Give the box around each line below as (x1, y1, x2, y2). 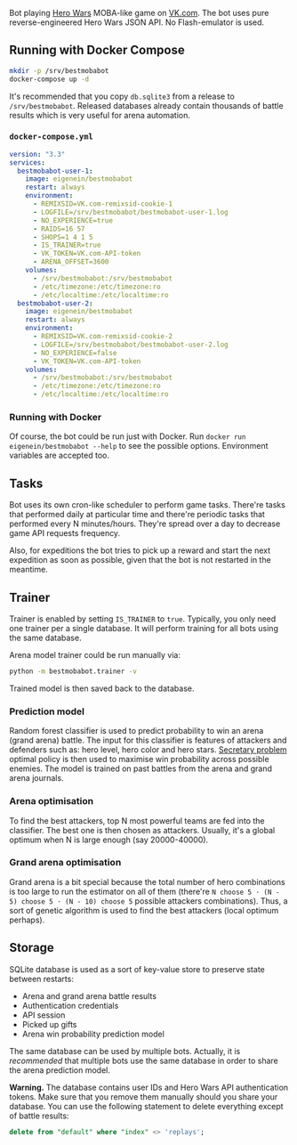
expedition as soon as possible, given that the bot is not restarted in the (9, 555, 271, 565)
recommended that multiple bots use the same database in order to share (9, 1055, 278, 1066)
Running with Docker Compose (9, 43, 185, 58)
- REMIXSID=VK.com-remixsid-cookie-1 (32, 199, 173, 208)
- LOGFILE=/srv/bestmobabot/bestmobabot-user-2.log (32, 340, 229, 349)
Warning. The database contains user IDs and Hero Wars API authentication (9, 1082, 289, 1092)
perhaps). (9, 914, 45, 925)
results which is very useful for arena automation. (9, 110, 191, 120)
